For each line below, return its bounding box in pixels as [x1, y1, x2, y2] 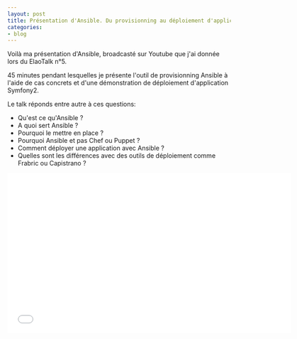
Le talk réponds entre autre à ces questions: [7, 100, 136, 109]
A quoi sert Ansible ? [17, 122, 79, 130]
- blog [7, 30, 27, 38]
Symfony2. [7, 86, 39, 95]
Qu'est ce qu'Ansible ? [17, 114, 84, 122]
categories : [7, 23, 43, 31]
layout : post [7, 10, 46, 18]
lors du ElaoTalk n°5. [7, 58, 67, 66]
